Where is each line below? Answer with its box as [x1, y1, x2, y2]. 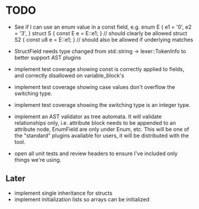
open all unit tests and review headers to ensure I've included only [14, 150, 178, 157]
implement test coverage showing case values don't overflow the [14, 83, 176, 90]
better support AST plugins [14, 54, 81, 61]
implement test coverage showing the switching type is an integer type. [14, 101, 191, 108]
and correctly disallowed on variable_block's [14, 72, 124, 79]
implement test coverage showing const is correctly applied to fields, [14, 65, 185, 72]
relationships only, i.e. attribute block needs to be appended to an [14, 119, 176, 126]
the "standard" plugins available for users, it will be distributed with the [14, 132, 189, 139]
